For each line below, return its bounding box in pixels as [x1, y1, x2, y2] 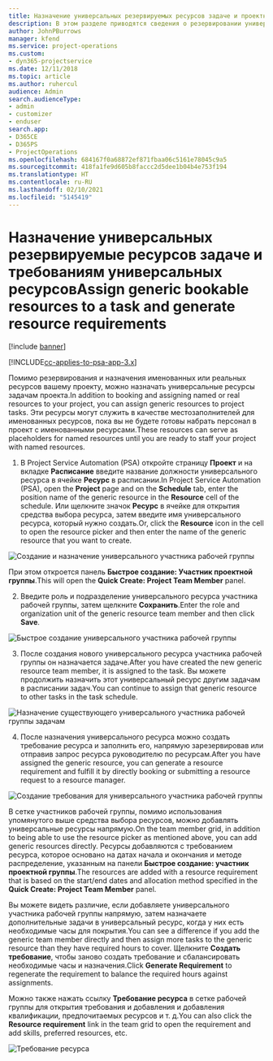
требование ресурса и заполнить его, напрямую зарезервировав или [19, 740, 264, 750]
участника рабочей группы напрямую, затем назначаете [8, 908, 207, 918]
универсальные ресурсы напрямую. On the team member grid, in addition [8, 824, 261, 834]
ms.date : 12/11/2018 [8, 65, 79, 73]
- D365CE [8, 132, 38, 141]
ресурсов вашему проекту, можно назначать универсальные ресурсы [8, 381, 255, 391]
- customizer [8, 110, 53, 119]
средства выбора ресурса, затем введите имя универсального [19, 509, 241, 519]
